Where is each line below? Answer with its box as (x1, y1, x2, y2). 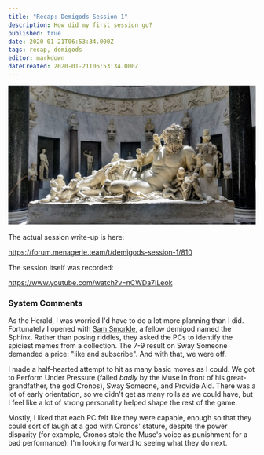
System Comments (8, 298, 83, 309)
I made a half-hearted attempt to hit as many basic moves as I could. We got (8, 364, 255, 373)
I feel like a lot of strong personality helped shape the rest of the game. (8, 398, 238, 407)
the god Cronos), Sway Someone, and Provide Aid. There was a (49, 381, 256, 391)
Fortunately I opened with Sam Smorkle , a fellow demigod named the (8, 324, 232, 333)
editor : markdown (8, 54, 65, 62)
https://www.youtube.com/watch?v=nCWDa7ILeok (8, 278, 173, 288)
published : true (8, 29, 61, 37)
